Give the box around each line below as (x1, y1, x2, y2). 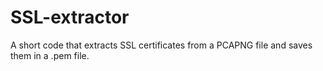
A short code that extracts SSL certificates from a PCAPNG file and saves (10, 39, 313, 51)
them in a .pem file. (10, 49, 90, 61)
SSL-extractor (10, 6, 130, 29)
